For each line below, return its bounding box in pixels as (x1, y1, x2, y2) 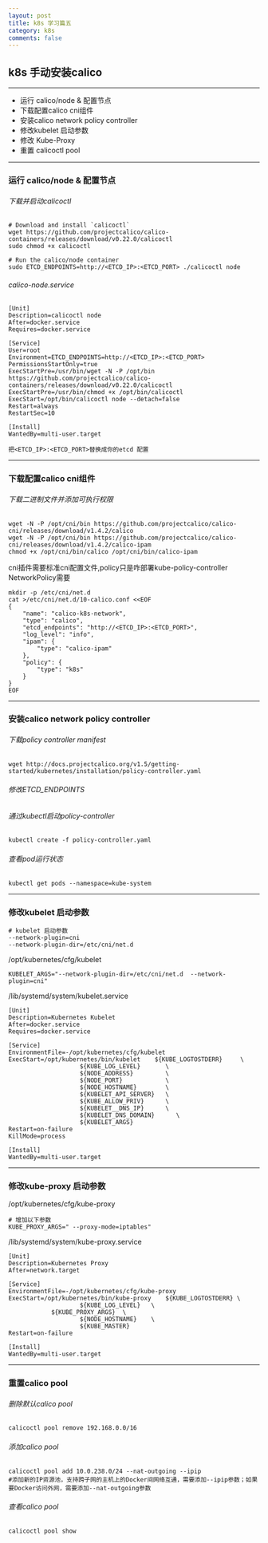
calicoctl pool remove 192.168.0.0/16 (8, 1424, 137, 1432)
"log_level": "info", (22, 630, 94, 638)
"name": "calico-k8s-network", (22, 610, 127, 618)
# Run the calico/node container (8, 256, 120, 264)
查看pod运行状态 (8, 854, 64, 864)
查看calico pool (8, 1502, 59, 1512)
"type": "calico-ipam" (37, 644, 112, 653)
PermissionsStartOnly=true (8, 361, 98, 369)
